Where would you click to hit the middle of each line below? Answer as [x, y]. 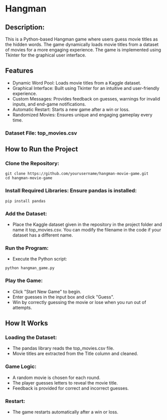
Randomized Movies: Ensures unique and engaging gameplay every [82, 114]
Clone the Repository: [32, 163]
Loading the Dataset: [31, 337]
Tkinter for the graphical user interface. [46, 55]
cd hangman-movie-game [29, 178]
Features [19, 71]
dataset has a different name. [43, 235]
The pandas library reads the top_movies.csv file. [63, 348]
